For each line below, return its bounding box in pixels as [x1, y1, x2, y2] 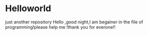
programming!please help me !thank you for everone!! [5, 24, 116, 30]
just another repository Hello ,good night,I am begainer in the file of [5, 19, 144, 25]
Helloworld [5, 3, 51, 14]
